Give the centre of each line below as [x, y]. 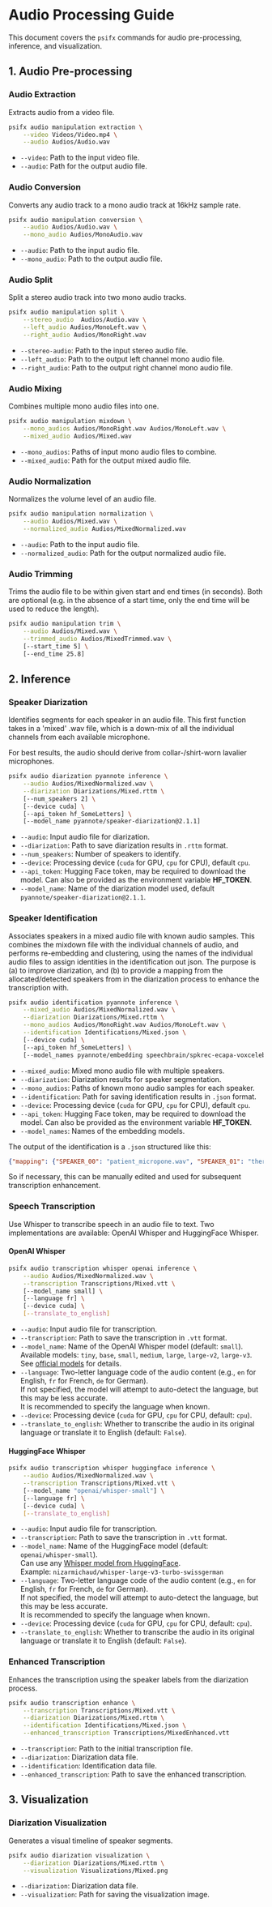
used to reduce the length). [54, 609]
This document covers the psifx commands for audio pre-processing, [125, 37]
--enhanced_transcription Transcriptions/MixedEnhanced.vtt [126, 1733]
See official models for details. [71, 1364]
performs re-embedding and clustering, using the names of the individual [131, 953]
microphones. [32, 761]
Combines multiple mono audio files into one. [84, 406]
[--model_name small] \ [63, 1291]
